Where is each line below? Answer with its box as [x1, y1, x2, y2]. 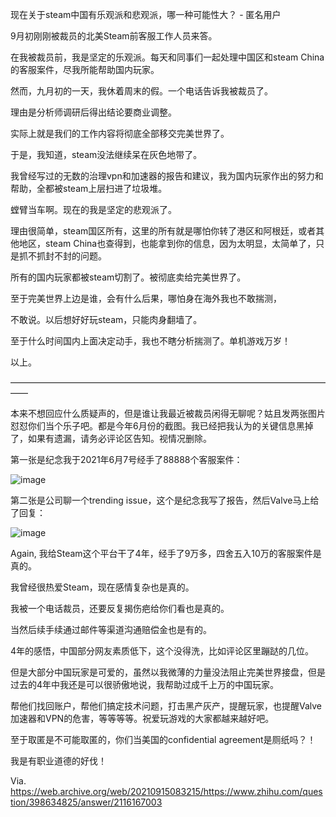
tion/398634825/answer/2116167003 [10, 796, 163, 808]
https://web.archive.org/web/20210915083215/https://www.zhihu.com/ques [10, 786, 323, 797]
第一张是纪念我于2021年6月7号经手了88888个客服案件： [10, 454, 243, 465]
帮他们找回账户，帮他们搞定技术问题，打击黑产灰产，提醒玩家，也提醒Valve [10, 700, 323, 712]
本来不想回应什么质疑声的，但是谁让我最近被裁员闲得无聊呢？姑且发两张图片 [10, 408, 326, 419]
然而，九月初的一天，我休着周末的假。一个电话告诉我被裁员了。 [10, 85, 273, 97]
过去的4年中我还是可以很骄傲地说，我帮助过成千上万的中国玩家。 [10, 679, 280, 690]
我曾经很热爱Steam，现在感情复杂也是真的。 [10, 581, 195, 593]
